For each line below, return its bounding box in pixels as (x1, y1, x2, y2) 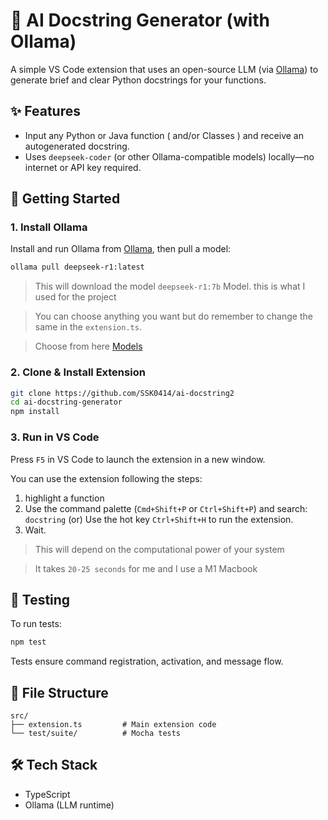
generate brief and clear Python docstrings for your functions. (10, 74, 267, 86)
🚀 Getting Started (10, 190, 121, 208)
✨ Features (10, 103, 81, 120)
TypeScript (24, 788, 71, 800)
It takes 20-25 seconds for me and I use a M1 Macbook (34, 562, 258, 574)
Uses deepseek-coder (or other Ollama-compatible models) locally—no (24, 150, 315, 163)
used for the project (34, 291, 117, 303)
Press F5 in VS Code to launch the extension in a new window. (10, 453, 266, 465)
